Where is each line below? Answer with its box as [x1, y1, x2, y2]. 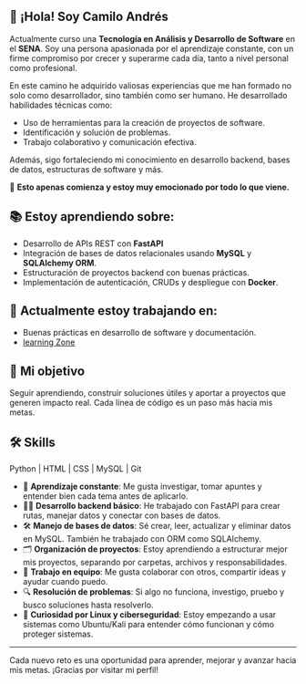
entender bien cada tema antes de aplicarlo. [22, 491, 189, 502]
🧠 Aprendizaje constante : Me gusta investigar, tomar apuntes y [22, 481, 262, 492]
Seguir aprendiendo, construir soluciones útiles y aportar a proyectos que [9, 388, 287, 399]
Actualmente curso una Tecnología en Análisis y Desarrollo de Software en [9, 33, 296, 44]
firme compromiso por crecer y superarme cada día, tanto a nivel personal [9, 52, 289, 64]
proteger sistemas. [22, 628, 94, 639]
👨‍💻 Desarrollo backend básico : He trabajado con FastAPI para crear [22, 501, 280, 512]
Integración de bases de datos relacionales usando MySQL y [22, 247, 252, 258]
